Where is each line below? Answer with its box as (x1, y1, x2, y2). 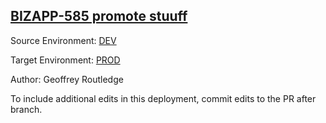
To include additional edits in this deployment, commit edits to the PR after (10, 92, 317, 104)
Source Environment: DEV (10, 34, 117, 46)
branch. (10, 103, 43, 115)
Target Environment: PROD (10, 54, 121, 66)
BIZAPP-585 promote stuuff (10, 8, 188, 25)
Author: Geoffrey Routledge (10, 73, 124, 85)
